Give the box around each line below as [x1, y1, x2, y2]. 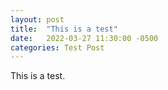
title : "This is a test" [10, 24, 118, 34]
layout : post [10, 14, 65, 25]
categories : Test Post [10, 42, 105, 53]
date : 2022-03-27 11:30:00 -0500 [10, 33, 159, 43]
